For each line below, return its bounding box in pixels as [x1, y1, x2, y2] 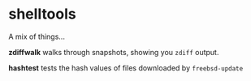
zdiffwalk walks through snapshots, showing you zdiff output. [8, 47, 219, 57]
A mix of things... [8, 32, 65, 41]
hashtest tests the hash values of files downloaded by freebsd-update [8, 62, 244, 73]
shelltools [8, 5, 76, 23]
